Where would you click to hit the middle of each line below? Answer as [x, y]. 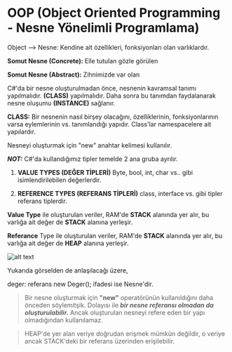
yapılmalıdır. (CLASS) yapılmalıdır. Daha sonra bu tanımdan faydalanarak [111, 96]
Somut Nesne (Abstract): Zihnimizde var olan [74, 74]
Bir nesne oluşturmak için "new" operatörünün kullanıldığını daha [119, 297]
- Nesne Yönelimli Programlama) [103, 28]
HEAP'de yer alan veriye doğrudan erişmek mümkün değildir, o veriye [125, 333]
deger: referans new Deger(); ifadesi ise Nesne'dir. [81, 284]
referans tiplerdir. [42, 201]
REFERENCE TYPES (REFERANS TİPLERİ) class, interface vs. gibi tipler [120, 193]
